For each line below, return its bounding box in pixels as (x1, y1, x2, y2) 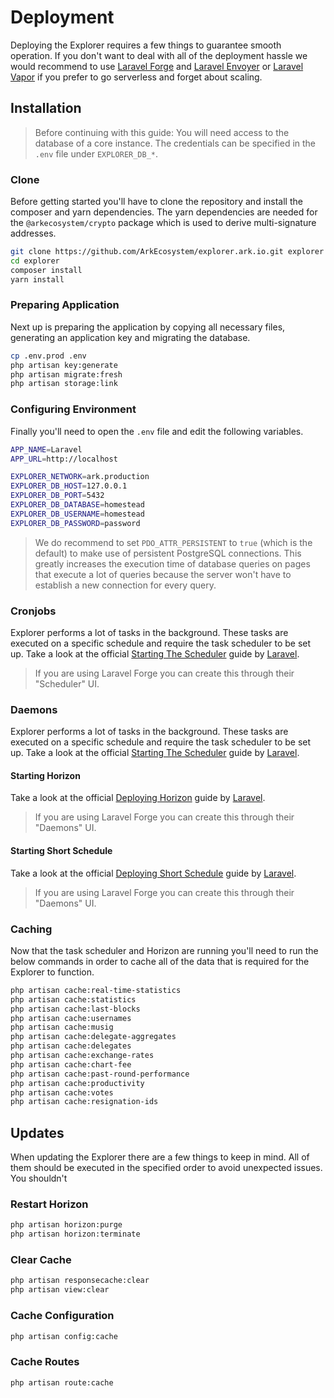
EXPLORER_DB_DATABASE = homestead (10, 500, 145, 510)
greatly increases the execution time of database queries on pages (34, 557, 311, 570)
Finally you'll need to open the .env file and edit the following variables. (10, 425, 304, 437)
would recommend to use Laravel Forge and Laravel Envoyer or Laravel (10, 60, 304, 72)
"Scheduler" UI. (34, 677, 100, 690)
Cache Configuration (10, 1309, 115, 1323)
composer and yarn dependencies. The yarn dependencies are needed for (10, 206, 318, 218)
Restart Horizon (10, 1197, 89, 1211)
